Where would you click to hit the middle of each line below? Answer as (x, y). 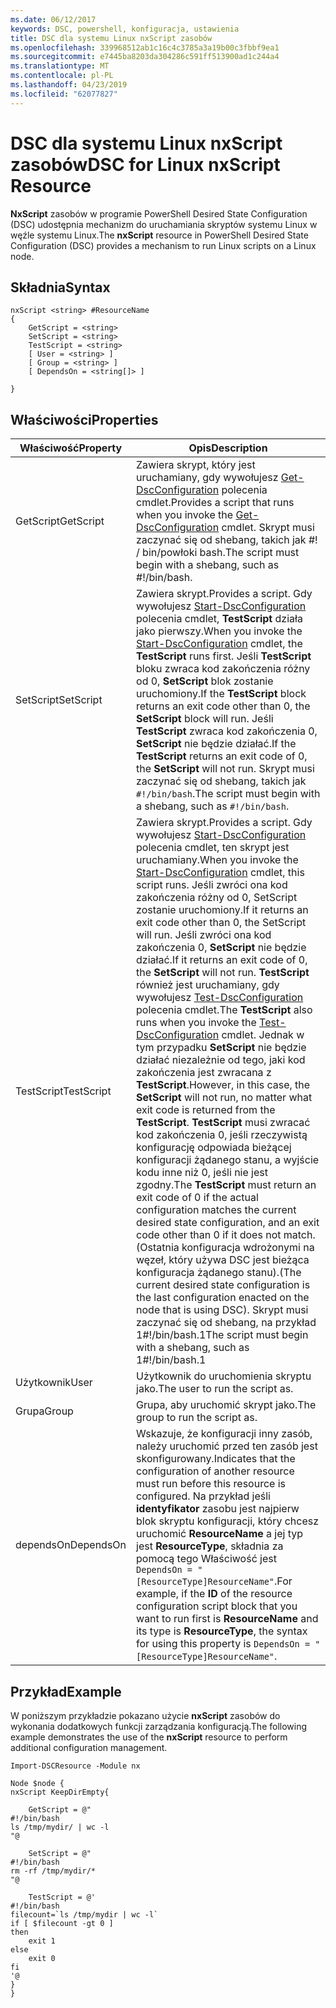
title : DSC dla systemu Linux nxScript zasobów (111, 38)
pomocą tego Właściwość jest (206, 1559)
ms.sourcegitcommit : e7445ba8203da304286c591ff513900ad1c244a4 (145, 57)
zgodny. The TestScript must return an (226, 1185)
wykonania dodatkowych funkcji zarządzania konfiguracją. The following (159, 1726)
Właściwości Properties (84, 419)
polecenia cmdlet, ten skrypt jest (213, 848)
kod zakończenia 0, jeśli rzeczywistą (222, 1135)
